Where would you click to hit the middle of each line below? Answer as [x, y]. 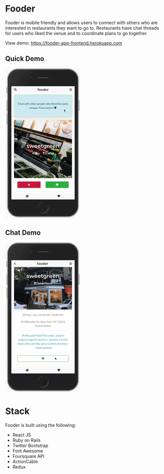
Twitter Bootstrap [30, 445]
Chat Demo [23, 233]
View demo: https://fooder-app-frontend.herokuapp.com [64, 43]
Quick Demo [25, 59]
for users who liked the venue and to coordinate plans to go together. [76, 33]
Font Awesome [28, 451]
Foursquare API [28, 456]
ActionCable [25, 461]
